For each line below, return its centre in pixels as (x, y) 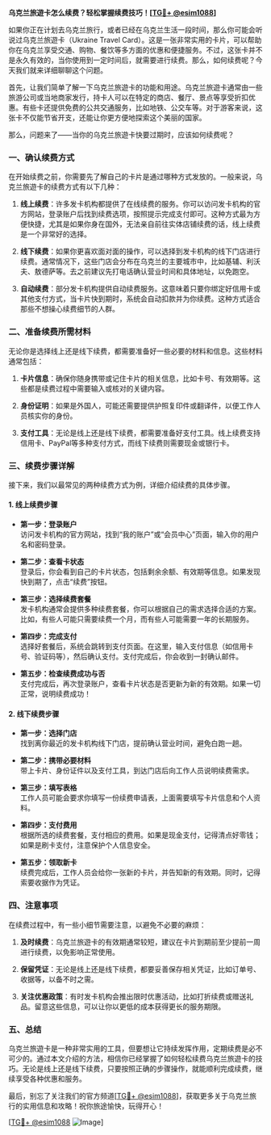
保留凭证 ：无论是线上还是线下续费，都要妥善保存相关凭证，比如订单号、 (140, 969)
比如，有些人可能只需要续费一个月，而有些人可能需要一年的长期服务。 (137, 619)
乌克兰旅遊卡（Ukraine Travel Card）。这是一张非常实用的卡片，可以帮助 (142, 40)
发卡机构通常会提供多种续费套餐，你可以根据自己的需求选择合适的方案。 (140, 609)
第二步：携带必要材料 (55, 760)
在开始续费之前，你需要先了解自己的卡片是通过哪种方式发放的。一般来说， (132, 177)
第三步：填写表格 (48, 788)
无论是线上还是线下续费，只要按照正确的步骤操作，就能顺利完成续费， (139, 1068)
